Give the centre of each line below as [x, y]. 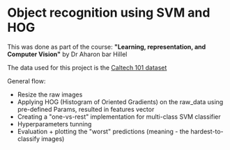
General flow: [26, 81]
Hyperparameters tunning [54, 124]
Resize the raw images [50, 94]
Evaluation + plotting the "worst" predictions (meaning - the [103, 131]
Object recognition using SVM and [109, 13]
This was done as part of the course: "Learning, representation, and [107, 47]
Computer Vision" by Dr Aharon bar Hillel [67, 54]
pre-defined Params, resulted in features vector [86, 109]
